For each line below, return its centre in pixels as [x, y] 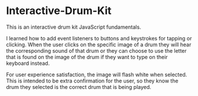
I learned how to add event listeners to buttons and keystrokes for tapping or [99, 38]
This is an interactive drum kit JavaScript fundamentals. [74, 27]
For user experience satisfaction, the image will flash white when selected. [97, 74]
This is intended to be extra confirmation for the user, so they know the [92, 81]
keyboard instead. [28, 63]
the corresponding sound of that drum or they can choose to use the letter [96, 50]
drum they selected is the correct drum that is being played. [79, 87]
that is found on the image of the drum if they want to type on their [87, 57]
